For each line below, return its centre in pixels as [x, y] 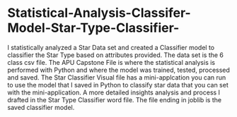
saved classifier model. [41, 107]
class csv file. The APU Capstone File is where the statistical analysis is [111, 62]
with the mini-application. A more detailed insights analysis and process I [114, 92]
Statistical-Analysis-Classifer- [99, 13]
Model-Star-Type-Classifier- [93, 28]
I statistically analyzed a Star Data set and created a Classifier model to [111, 47]
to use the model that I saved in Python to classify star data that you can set [118, 85]
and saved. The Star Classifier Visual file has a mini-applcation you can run [117, 77]
